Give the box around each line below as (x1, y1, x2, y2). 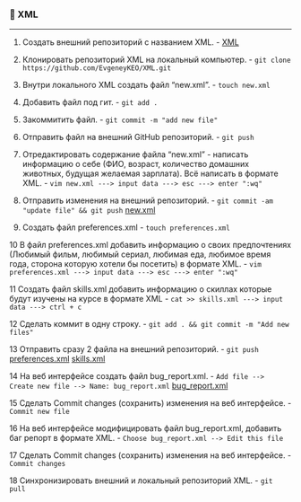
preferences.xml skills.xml (9, 354, 106, 365)
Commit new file (9, 408, 70, 417)
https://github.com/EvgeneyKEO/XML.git (21, 64, 172, 73)
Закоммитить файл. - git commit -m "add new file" (21, 114, 219, 125)
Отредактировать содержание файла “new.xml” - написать (21, 149, 249, 160)
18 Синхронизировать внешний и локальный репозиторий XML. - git (9, 475, 273, 486)
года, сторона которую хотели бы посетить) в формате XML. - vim (9, 259, 262, 269)
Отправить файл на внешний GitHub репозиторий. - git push (21, 132, 254, 143)
